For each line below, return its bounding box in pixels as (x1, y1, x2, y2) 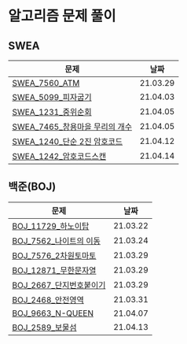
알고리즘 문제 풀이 (8, 7, 116, 25)
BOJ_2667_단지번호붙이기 (12, 279, 106, 290)
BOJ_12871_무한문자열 (12, 264, 97, 276)
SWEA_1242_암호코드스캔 (12, 151, 107, 161)
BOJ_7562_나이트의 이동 (12, 235, 101, 246)
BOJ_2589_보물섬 (12, 322, 77, 333)
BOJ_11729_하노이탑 (12, 220, 90, 231)
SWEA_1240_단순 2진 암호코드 (12, 136, 123, 146)
